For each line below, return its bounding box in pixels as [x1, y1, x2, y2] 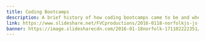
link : [6, 20, 20, 26]
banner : [6, 25, 26, 32]
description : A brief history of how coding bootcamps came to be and [6, 14, 190, 20]
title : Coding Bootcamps [6, 8, 70, 15]
